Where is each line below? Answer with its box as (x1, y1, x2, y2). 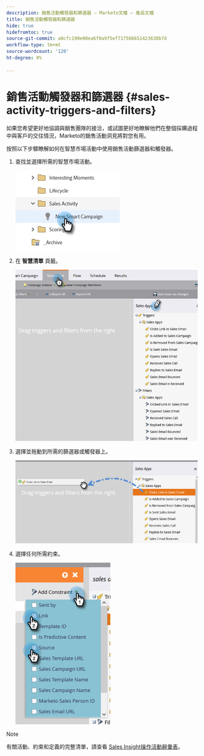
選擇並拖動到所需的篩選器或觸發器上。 (15, 447, 111, 455)
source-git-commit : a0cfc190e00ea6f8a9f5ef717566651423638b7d (6, 35, 167, 42)
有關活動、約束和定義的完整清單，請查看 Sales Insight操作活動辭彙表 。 (6, 743, 183, 751)
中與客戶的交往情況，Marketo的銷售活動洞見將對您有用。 (6, 131, 150, 139)
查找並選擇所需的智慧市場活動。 (15, 158, 95, 165)
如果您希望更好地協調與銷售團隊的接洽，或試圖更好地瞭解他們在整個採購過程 (6, 124, 198, 131)
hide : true (6, 23, 34, 29)
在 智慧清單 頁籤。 (15, 257, 61, 264)
